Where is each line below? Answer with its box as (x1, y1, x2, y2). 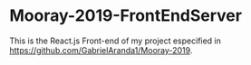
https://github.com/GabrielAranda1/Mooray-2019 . (9, 44, 193, 55)
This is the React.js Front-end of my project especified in (9, 35, 222, 46)
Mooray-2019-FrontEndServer (9, 5, 243, 26)
